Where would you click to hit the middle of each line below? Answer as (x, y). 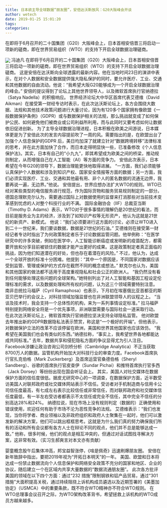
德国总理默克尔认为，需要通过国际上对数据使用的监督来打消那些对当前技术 (81, 197)
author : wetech (21, 14)
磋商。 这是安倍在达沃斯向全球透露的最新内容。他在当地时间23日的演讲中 (80, 72)
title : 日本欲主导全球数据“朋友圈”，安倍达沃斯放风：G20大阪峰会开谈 (68, 10)
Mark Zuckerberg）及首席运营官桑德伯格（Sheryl (86, 359)
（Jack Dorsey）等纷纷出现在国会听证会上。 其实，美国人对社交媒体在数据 (82, 371)
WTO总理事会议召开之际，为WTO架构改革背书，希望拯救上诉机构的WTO (80, 495)
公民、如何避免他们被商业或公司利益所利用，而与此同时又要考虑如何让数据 (85, 122)
